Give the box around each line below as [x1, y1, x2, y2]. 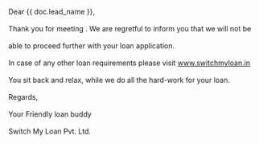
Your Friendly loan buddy [8, 109, 92, 119]
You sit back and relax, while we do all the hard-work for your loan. [8, 76, 231, 84]
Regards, [8, 93, 39, 101]
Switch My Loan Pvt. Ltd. [8, 126, 91, 136]
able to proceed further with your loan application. [8, 41, 175, 51]
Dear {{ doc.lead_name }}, [8, 7, 95, 16]
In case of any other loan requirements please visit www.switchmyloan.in [8, 58, 251, 68]
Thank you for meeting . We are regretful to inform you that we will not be [8, 24, 252, 33]
